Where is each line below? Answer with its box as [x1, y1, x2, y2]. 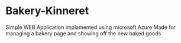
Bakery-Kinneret [5, 4, 89, 18]
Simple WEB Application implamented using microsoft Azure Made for [5, 24, 176, 31]
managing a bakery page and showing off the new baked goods [5, 29, 161, 37]
